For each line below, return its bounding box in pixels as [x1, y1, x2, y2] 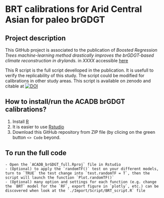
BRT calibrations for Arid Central [5, 3, 143, 15]
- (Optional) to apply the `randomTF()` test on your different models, [5, 166, 159, 171]
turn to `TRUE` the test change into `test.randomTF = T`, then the [5, 171, 150, 176]
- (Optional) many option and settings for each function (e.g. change [5, 179, 157, 185]
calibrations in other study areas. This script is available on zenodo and [5, 78, 151, 84]
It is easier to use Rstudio [12, 123, 65, 130]
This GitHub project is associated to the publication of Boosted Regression [5, 47, 158, 53]
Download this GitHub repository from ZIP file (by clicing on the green [12, 129, 156, 135]
